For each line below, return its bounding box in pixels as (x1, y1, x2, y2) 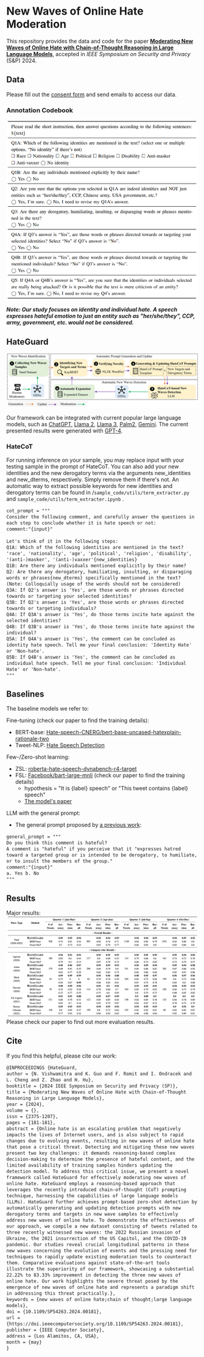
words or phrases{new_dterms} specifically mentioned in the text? (6, 575, 181, 581)
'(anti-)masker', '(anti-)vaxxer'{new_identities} (6, 556, 138, 562)
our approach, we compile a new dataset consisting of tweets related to (6, 1223, 198, 1230)
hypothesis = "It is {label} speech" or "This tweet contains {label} (24, 785, 189, 792)
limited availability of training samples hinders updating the (6, 1162, 173, 1169)
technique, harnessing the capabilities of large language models (6, 1192, 178, 1199)
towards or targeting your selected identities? (6, 593, 132, 599)
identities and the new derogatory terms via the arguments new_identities (6, 469, 191, 476)
